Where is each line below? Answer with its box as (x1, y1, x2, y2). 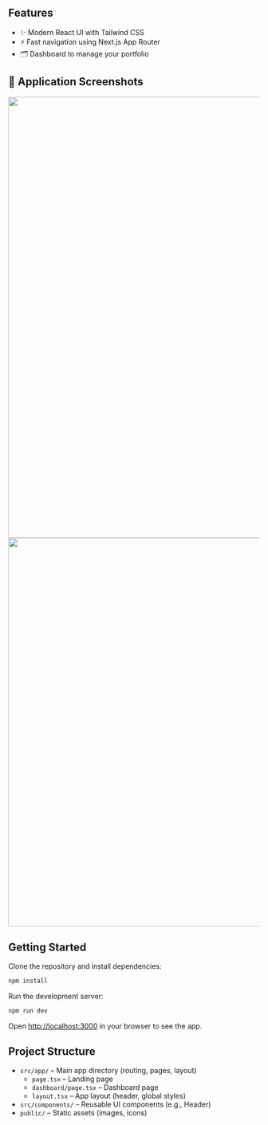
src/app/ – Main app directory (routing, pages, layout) (19, 1066, 197, 1075)
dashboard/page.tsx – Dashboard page (31, 1083, 159, 1092)
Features (8, 6, 53, 20)
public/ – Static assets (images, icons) (19, 1108, 148, 1117)
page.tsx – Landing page (31, 1074, 113, 1084)
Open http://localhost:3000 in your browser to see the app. (8, 1021, 203, 1031)
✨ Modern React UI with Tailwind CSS (19, 27, 145, 37)
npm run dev (8, 1007, 48, 1015)
